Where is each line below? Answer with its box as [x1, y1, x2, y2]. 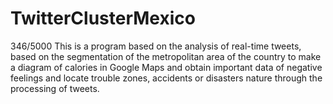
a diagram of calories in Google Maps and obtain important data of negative [10, 61, 323, 73]
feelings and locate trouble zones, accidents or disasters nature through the [10, 72, 323, 84]
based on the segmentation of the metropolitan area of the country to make [10, 50, 322, 62]
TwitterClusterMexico [10, 7, 196, 30]
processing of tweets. [10, 82, 100, 94]
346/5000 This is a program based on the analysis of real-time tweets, [10, 40, 302, 52]
